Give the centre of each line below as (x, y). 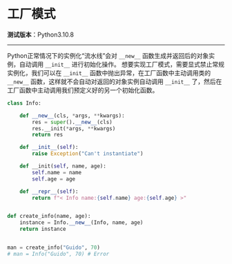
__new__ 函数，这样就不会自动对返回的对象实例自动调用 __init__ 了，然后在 (115, 81)
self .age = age (54, 179)
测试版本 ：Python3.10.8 (41, 34)
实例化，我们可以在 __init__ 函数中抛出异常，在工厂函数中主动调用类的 (109, 72)
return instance (43, 229)
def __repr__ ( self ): (49, 191)
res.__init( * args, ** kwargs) (74, 128)
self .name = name (57, 172)
